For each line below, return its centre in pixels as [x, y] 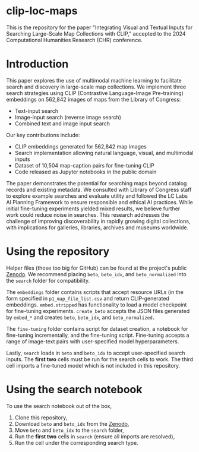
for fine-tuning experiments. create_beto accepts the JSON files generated [98, 311]
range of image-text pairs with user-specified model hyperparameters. [93, 341]
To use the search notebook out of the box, [59, 406]
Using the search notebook [74, 390]
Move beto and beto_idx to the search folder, [70, 430]
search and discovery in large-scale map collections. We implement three [96, 87]
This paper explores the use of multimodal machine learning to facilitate [94, 80]
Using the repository [58, 252]
